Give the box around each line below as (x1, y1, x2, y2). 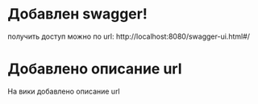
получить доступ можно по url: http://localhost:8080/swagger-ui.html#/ (7, 31, 251, 41)
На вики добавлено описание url (7, 86, 120, 96)
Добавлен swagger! (7, 5, 148, 23)
